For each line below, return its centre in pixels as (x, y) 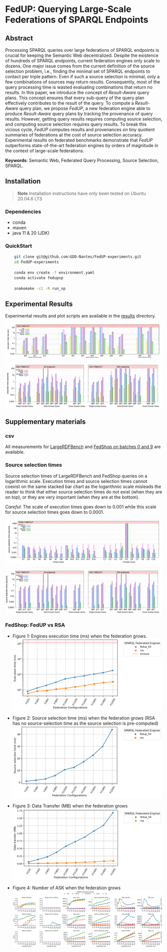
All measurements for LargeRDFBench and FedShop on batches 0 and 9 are (83, 447)
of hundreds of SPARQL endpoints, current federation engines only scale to (83, 61)
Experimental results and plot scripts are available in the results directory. (81, 316)
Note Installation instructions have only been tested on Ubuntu (82, 193)
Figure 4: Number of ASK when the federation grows (67, 888)
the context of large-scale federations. (45, 151)
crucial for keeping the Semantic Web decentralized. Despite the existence (82, 55)
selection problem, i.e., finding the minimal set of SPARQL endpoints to (78, 71)
